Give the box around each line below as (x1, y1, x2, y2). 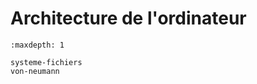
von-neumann (10, 66, 60, 76)
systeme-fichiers (10, 57, 83, 67)
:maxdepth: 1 (10, 40, 65, 50)
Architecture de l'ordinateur (10, 7, 247, 30)
